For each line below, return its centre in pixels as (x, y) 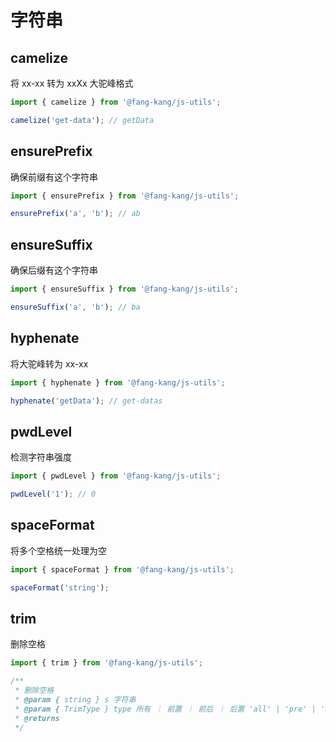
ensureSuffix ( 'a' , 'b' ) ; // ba (75, 307)
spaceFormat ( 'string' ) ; (60, 587)
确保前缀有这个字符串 (54, 177)
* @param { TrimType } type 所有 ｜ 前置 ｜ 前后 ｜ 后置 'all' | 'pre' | (165, 709)
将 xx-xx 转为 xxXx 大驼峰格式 (72, 83)
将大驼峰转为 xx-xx (49, 363)
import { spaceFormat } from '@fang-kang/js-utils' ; (122, 569)
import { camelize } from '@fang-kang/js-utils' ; (116, 102)
